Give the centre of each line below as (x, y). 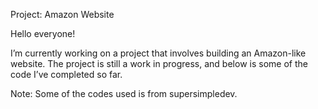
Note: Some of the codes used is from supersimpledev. (124, 93)
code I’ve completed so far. (66, 74)
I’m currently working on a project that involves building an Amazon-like (158, 53)
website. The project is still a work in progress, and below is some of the (159, 63)
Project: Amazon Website (62, 14)
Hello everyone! (43, 33)
